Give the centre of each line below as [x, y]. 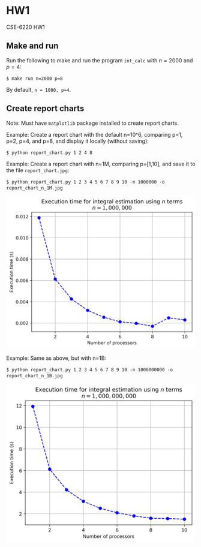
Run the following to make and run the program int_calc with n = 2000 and [100, 60]
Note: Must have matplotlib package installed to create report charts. [92, 123]
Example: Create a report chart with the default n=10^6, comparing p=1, [94, 134]
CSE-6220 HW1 [25, 27]
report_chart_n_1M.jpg [34, 188]
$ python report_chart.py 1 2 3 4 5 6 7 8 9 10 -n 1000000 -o [85, 182]
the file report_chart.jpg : [38, 170]
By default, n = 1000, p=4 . [39, 89]
